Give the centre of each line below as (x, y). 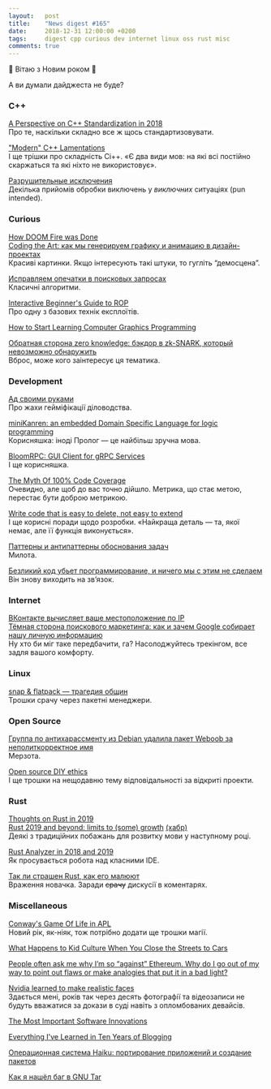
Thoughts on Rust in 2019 (51, 819)
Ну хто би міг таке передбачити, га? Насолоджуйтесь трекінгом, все (128, 644)
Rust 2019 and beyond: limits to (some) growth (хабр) (98, 828)
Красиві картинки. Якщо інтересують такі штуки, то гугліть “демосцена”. (134, 263)
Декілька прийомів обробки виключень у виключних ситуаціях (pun (127, 189)
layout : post (34, 16)
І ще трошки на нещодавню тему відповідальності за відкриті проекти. (131, 780)
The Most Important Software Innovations (78, 1021)
